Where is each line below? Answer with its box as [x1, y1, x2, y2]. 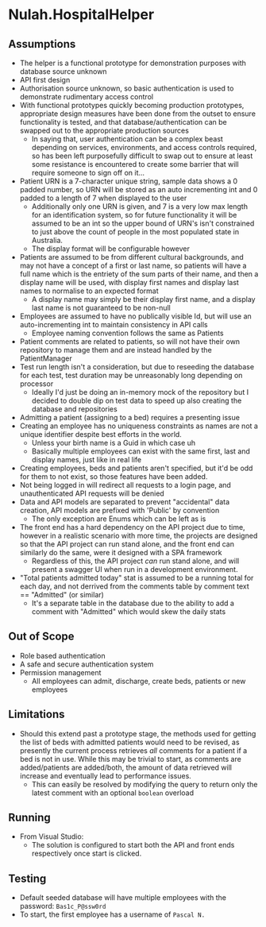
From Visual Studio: [19, 832, 84, 841]
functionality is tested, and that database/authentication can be [19, 118, 228, 126]
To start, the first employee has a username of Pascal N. [19, 910, 206, 919]
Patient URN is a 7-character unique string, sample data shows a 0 [19, 176, 238, 186]
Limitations [8, 708, 65, 721]
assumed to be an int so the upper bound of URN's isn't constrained [31, 218, 255, 228]
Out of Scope [8, 630, 75, 643]
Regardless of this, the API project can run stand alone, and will [31, 556, 240, 566]
